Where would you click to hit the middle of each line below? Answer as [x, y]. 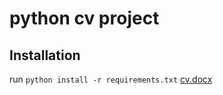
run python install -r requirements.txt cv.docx [111, 79]
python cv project [84, 18]
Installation [45, 55]
